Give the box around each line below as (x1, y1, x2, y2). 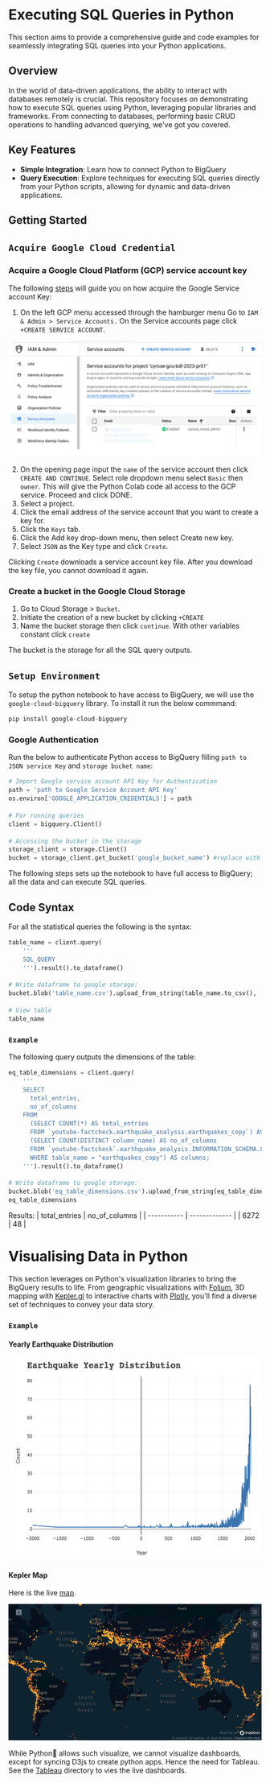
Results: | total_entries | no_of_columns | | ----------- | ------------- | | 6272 (8, 1211, 260, 1220)
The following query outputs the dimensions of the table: (8, 1052, 196, 1062)
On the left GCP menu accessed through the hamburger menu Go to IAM (19, 307, 259, 317)
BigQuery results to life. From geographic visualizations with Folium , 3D (8, 1282, 245, 1292)
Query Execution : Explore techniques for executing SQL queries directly (19, 173, 260, 183)
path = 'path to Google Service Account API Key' (8, 786, 178, 795)
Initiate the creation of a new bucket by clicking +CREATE (19, 613, 204, 622)
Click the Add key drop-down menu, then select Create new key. (19, 533, 235, 543)
